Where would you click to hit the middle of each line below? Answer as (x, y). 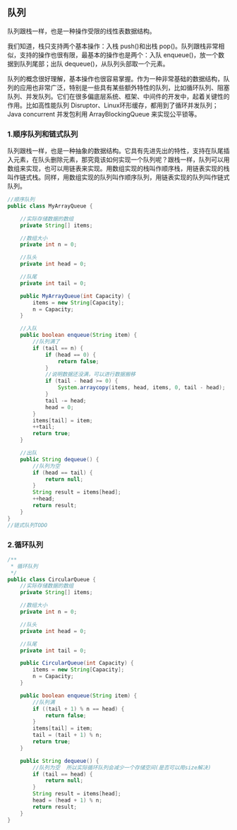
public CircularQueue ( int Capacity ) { (77, 663)
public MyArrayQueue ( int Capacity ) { (75, 296)
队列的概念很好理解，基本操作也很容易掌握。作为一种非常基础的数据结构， (115, 78)
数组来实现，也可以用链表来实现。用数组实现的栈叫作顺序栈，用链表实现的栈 (119, 169)
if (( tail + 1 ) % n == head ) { (79, 709)
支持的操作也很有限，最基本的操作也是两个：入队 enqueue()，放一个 (119, 54)
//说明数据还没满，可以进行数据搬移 (90, 374)
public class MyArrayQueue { (50, 206)
